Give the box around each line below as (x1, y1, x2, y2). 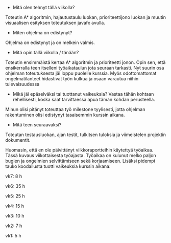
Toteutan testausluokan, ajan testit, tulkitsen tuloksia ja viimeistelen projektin (5, 131, 166, 138)
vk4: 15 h (5, 203, 25, 209)
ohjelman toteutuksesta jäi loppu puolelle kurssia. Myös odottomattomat (5, 70, 157, 76)
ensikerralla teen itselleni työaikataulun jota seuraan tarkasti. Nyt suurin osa (5, 65, 164, 71)
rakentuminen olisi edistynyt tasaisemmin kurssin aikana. (5, 112, 125, 118)
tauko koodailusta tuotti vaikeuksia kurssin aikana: (5, 163, 111, 169)
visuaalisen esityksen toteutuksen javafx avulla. (5, 20, 106, 26)
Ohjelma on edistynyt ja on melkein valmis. (5, 39, 95, 46)
